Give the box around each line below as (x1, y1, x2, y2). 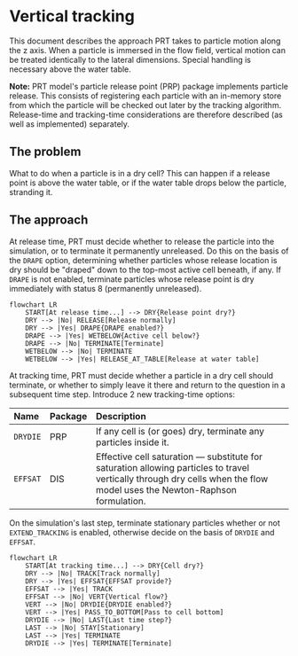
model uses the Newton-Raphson (96, 483, 238, 496)
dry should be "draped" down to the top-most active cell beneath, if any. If (9, 264, 282, 275)
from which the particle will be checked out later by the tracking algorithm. (9, 99, 282, 110)
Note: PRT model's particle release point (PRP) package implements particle (9, 81, 289, 91)
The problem (9, 144, 82, 160)
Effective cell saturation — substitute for (96, 450, 263, 463)
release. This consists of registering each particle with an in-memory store (9, 90, 282, 101)
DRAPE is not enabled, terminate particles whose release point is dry (9, 273, 255, 285)
